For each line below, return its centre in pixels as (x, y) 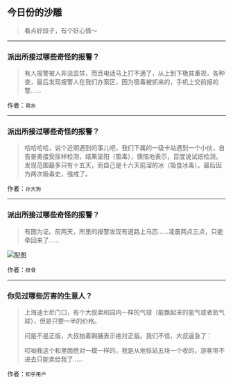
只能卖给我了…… (60, 359)
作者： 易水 (21, 106)
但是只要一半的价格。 (70, 321)
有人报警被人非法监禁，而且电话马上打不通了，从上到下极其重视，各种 (124, 73)
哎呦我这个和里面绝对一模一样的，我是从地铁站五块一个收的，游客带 (121, 350)
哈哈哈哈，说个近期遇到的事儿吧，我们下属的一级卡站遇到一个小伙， (121, 148)
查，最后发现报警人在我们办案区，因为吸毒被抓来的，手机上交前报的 (121, 82)
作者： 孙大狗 (24, 189)
